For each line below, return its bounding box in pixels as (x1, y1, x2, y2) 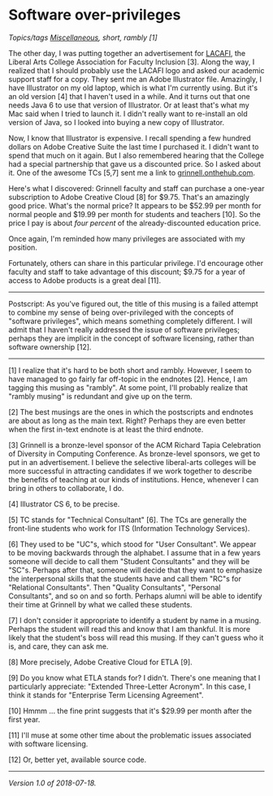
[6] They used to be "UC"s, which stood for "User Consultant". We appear (8, 539, 257, 549)
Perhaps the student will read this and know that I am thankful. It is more (8, 624, 250, 633)
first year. (8, 714, 41, 724)
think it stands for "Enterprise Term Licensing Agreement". (8, 689, 205, 700)
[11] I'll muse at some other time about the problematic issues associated (8, 730, 252, 740)
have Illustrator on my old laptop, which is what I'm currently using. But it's (8, 83, 258, 93)
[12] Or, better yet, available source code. (8, 755, 147, 764)
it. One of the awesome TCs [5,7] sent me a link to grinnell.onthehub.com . (8, 167, 256, 177)
